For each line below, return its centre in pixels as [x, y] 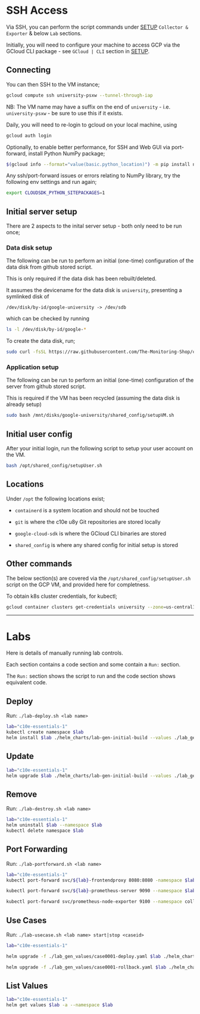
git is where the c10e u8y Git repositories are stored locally [87, 522]
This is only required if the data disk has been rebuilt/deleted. [81, 279]
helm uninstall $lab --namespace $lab [54, 825]
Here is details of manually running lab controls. [65, 653]
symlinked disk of [28, 297]
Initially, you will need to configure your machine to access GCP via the [93, 45]
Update [20, 756]
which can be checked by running [48, 319]
